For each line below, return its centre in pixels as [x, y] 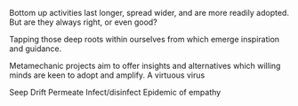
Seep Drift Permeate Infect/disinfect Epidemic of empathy [115, 92]
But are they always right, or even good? [83, 22]
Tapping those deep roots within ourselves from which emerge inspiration [145, 39]
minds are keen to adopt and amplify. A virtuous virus [107, 75]
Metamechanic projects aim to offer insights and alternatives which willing [145, 66]
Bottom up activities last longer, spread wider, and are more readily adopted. [149, 13]
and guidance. [36, 49]
